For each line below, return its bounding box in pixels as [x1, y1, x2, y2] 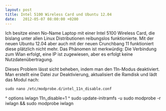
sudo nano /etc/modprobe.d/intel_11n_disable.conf [5, 87, 112, 92]
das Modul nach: [5, 77, 40, 83]
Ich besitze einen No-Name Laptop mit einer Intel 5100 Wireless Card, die [5, 30, 155, 36]
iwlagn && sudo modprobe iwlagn [5, 101, 74, 107]
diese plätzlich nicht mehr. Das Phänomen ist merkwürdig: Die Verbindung [5, 46, 157, 52]
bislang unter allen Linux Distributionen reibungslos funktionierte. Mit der [5, 35, 154, 41]
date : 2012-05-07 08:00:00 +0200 [5, 16, 79, 21]
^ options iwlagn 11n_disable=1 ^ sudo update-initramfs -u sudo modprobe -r [5, 95, 161, 101]
